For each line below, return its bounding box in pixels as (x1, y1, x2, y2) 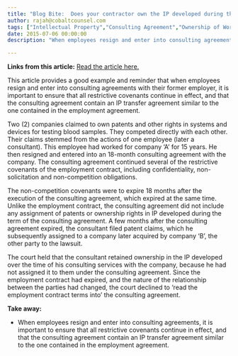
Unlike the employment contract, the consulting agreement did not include (7, 201, 225, 210)
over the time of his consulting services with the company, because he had (7, 260, 227, 269)
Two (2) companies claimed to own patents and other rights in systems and (7, 120, 227, 128)
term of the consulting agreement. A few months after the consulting (7, 217, 208, 226)
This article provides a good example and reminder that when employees (7, 76, 221, 85)
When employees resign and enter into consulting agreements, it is (17, 318, 213, 327)
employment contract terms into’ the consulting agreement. (7, 291, 181, 299)
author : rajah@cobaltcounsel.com (7, 17, 106, 24)
